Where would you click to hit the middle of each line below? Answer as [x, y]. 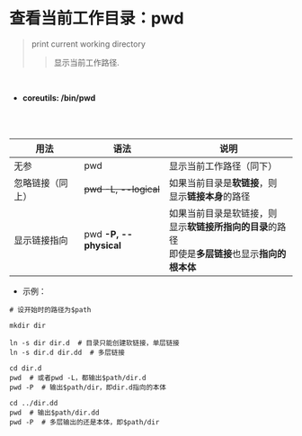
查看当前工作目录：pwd [97, 18]
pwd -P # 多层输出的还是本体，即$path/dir [84, 422]
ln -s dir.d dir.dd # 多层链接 [67, 352]
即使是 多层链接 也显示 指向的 [228, 254]
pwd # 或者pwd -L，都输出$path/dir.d [78, 378]
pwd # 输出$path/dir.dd [54, 413]
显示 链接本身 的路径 [210, 196]
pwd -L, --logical [122, 189]
